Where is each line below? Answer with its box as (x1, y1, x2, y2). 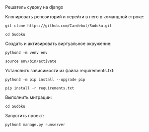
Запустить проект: (5, 113, 45, 118)
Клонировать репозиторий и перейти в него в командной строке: (5, 14, 145, 19)
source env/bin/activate (5, 59, 57, 64)
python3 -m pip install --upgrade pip (5, 77, 85, 82)
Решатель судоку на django (5, 4, 64, 10)
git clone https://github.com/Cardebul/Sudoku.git (5, 23, 112, 28)
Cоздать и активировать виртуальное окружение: (5, 41, 112, 46)
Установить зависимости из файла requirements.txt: (5, 68, 115, 73)
